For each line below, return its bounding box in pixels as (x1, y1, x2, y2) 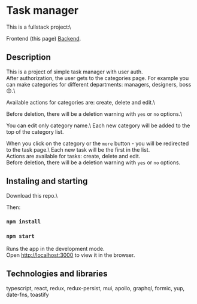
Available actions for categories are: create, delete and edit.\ (6, 99, 156, 106)
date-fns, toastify (6, 291, 49, 298)
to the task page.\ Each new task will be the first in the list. (6, 146, 150, 153)
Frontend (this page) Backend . (6, 35, 81, 42)
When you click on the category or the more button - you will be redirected (6, 140, 189, 147)
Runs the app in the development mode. (6, 245, 105, 252)
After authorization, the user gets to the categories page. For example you (6, 74, 189, 81)
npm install (6, 219, 41, 225)
